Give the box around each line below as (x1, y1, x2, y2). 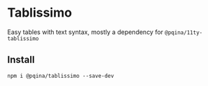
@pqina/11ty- (164, 29, 203, 36)
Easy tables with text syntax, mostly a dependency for (7, 28, 163, 36)
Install (7, 54, 35, 66)
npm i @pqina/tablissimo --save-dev (7, 72, 114, 79)
